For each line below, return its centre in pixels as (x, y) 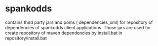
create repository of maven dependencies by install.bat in (64, 33)
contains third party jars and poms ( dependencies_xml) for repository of (79, 22)
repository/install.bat (26, 38)
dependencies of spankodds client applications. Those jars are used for (78, 27)
